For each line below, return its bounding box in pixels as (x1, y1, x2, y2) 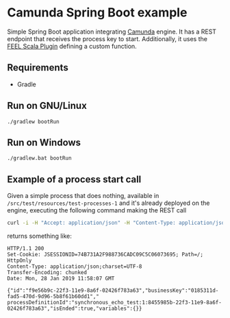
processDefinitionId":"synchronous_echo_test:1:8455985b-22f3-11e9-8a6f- (7, 299, 222, 306)
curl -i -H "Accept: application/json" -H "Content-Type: (7, 219, 176, 227)
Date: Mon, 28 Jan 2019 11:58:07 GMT (7, 276, 115, 282)
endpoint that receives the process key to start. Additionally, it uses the (7, 34, 207, 42)
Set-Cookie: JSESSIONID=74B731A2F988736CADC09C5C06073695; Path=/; (7, 252, 204, 258)
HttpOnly (7, 257, 32, 265)
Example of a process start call (7, 173, 142, 185)
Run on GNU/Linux (7, 100, 87, 112)
